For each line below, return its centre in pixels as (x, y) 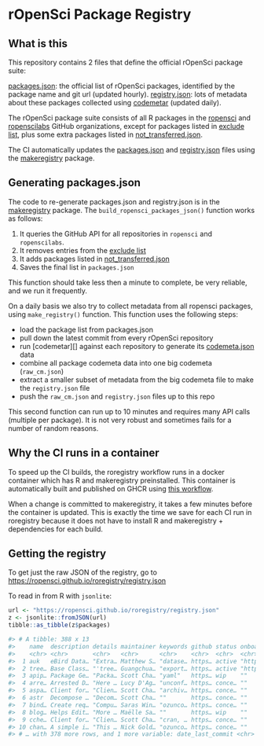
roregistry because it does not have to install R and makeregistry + (116, 520)
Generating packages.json (75, 183)
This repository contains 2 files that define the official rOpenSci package (126, 62)
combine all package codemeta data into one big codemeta (115, 362)
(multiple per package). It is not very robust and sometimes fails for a (120, 420)
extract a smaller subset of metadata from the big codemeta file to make (136, 380)
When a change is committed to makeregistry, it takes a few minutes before (130, 504)
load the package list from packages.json (86, 329)
